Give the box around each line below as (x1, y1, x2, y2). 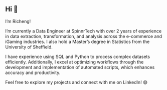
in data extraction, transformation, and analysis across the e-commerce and (5, 33, 162, 39)
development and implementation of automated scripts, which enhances (5, 64, 155, 70)
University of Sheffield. (5, 43, 53, 50)
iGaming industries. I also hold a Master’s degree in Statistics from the (5, 38, 150, 44)
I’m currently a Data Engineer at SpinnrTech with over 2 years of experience (5, 28, 162, 34)
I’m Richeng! (5, 18, 31, 24)
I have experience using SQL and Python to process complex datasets (5, 53, 150, 59)
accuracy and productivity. (5, 69, 61, 75)
